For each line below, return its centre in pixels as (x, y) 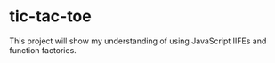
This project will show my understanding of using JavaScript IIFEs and (138, 41)
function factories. (43, 50)
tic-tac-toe (50, 16)
